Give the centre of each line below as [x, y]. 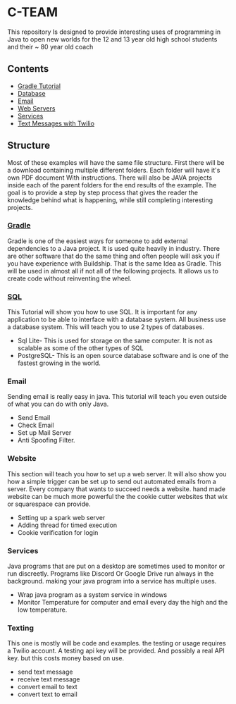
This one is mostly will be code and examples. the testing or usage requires [117, 643]
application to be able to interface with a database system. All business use [117, 320]
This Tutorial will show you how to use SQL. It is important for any [102, 312]
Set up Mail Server [44, 433]
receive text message [49, 679]
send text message [45, 672]
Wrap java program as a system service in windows [92, 595]
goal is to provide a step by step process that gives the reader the [103, 192]
